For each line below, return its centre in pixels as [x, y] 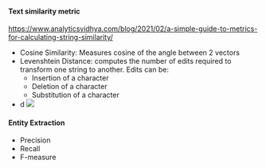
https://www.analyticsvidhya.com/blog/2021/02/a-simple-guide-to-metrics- [133, 29]
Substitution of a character [75, 95]
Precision [35, 140]
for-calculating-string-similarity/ [61, 37]
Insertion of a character [70, 78]
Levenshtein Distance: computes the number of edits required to [125, 61]
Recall [30, 149]
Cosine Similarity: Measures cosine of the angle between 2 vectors [130, 53]
